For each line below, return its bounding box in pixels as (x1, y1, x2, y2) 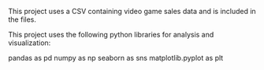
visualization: (8, 38, 51, 47)
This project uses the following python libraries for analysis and (8, 30, 214, 39)
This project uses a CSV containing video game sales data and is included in (8, 7, 256, 16)
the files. (8, 15, 37, 24)
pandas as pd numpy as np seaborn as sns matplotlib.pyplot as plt (8, 54, 224, 62)
